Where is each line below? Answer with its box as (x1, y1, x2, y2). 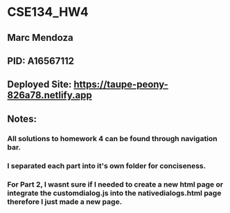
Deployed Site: (7, 79, 72, 91)
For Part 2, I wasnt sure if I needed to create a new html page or (7, 179, 224, 189)
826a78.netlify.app (7, 89, 92, 101)
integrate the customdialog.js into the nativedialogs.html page (7, 188, 222, 198)
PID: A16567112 (7, 55, 75, 66)
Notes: (7, 113, 37, 124)
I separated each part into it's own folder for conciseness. (7, 160, 206, 170)
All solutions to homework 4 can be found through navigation (7, 133, 218, 143)
